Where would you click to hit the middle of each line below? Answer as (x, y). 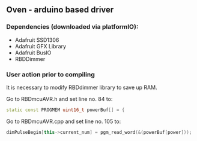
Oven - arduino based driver (60, 10)
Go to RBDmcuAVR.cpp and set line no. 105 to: (64, 121)
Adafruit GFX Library (41, 46)
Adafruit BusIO (33, 53)
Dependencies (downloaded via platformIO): (72, 27)
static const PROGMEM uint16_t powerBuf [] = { (65, 110)
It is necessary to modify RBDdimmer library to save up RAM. (82, 87)
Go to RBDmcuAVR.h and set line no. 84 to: (59, 99)
